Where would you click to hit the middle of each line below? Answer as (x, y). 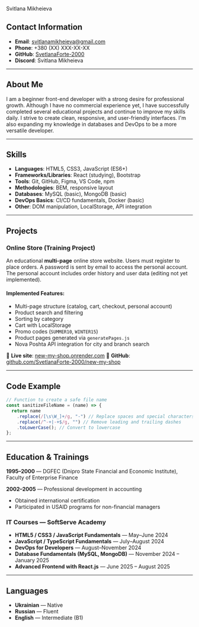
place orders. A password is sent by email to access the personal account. (97, 267)
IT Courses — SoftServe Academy (56, 522)
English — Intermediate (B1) (49, 618)
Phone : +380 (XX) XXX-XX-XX (52, 47)
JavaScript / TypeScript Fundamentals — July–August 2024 (89, 542)
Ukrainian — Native (39, 605)
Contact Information (44, 27)
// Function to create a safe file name (57, 400)
